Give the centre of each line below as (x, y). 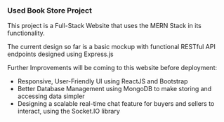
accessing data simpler (51, 96)
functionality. (26, 33)
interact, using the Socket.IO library (69, 111)
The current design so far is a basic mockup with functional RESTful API (111, 47)
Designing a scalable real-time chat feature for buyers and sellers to (116, 104)
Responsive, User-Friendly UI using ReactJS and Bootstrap (103, 81)
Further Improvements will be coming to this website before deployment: (112, 68)
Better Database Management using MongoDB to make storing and (114, 89)
